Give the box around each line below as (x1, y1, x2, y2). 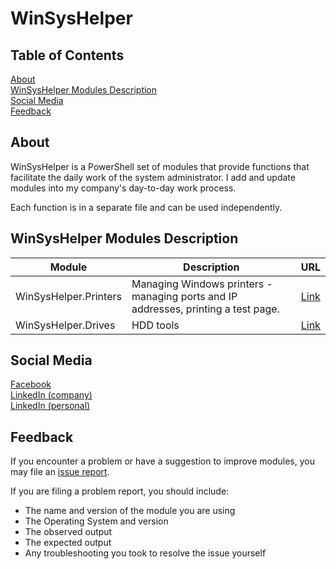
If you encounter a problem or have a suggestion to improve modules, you (10, 455, 315, 467)
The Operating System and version (24, 515, 169, 527)
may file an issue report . (10, 466, 110, 478)
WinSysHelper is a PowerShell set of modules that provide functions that (10, 160, 310, 172)
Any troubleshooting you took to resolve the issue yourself (24, 547, 267, 559)
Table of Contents (10, 47, 125, 64)
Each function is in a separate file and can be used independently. (10, 201, 283, 213)
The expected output (24, 537, 112, 549)
